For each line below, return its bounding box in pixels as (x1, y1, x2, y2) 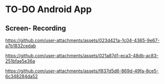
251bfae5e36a (5, 58, 35, 64)
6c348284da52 (5, 73, 38, 79)
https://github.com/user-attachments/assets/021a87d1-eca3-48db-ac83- (5, 52, 159, 59)
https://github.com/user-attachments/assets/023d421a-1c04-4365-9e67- (5, 37, 160, 43)
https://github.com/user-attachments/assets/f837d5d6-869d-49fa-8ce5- (5, 68, 159, 74)
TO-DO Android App (5, 4, 92, 15)
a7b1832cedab (5, 43, 36, 49)
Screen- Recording (5, 24, 66, 33)
